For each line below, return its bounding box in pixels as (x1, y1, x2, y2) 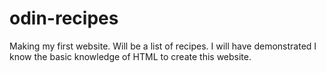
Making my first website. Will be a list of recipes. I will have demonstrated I (9, 40, 317, 52)
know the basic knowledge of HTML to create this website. (9, 50, 252, 62)
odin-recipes (9, 7, 119, 30)
